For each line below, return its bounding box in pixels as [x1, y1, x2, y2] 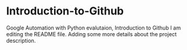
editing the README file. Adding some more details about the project [6, 30, 177, 37]
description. [6, 37, 36, 44]
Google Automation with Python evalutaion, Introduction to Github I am [6, 24, 182, 31]
